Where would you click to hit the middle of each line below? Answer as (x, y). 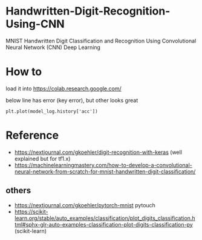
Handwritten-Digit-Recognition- (88, 11)
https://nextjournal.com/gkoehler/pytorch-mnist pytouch (85, 205)
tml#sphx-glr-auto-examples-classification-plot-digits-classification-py (103, 224)
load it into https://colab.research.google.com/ (64, 88)
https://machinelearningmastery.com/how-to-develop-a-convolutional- (103, 165)
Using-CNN (35, 24)
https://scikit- (31, 212)
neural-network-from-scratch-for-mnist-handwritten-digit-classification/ (105, 172)
